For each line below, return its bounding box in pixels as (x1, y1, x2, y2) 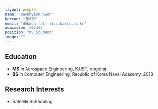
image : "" (5, 35, 26, 40)
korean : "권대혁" (5, 16, 38, 21)
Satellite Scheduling (12, 98, 53, 104)
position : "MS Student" (5, 30, 54, 35)
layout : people (5, 7, 36, 12)
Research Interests (5, 85, 64, 94)
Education (5, 53, 37, 61)
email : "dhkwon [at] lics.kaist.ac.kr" (5, 21, 87, 26)
